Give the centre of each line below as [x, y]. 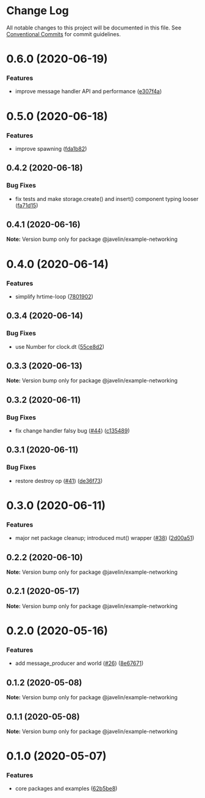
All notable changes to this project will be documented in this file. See [94, 28]
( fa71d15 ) [27, 205]
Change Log [38, 11]
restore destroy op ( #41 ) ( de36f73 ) [59, 481]
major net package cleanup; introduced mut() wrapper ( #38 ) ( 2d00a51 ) [105, 538]
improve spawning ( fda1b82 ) [51, 148]
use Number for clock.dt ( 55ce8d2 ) [60, 346]
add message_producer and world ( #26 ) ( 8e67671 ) [79, 663]
